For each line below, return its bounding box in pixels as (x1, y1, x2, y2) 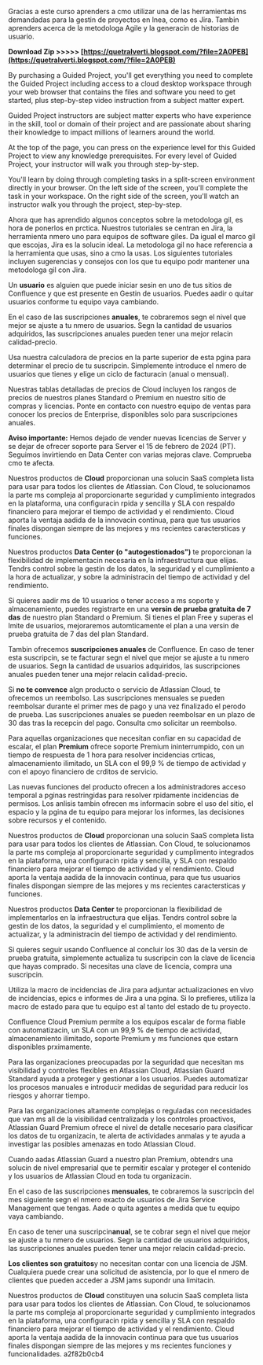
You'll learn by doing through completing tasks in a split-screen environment (8, 175, 255, 184)
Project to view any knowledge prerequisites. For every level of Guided (8, 151, 237, 160)
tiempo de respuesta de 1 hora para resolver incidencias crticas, (8, 750, 216, 760)
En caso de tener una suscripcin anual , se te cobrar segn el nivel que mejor (8, 1227, 251, 1236)
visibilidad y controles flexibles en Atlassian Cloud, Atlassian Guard (8, 1065, 225, 1075)
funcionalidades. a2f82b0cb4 (8, 1349, 104, 1359)
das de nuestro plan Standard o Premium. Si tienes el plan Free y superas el (8, 613, 254, 622)
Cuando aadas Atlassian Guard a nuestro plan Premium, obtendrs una (8, 1155, 234, 1164)
